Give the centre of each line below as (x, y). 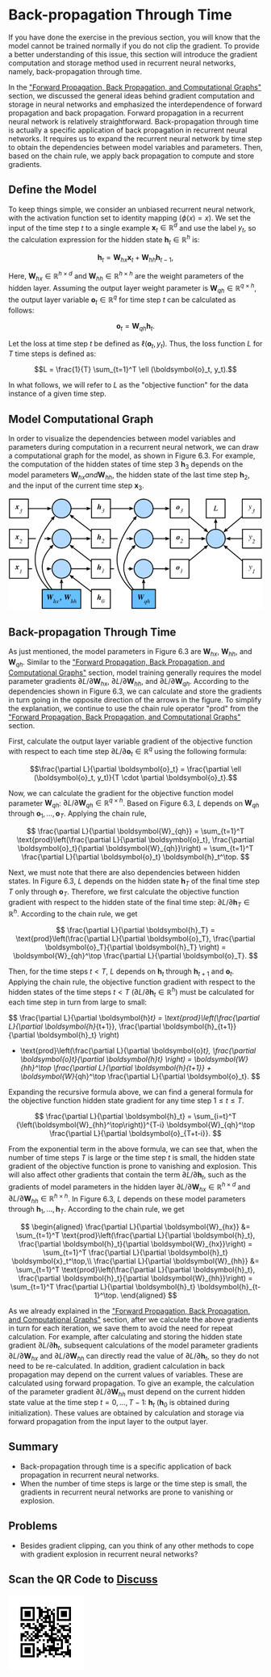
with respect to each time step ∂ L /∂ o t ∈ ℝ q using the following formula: (128, 752)
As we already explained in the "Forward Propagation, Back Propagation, (129, 1310)
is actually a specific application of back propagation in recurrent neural (128, 130)
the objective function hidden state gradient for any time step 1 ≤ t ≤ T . (126, 1101)
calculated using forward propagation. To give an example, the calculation (131, 1383)
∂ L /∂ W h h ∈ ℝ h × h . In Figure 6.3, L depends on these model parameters (127, 1199)
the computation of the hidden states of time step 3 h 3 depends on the (126, 465)
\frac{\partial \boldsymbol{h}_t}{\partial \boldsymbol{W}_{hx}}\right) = (135, 1243)
